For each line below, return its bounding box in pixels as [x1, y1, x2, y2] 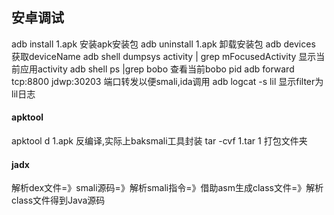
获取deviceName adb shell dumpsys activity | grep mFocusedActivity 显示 [11, 50, 317, 62]
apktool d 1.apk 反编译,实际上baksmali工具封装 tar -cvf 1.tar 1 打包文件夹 [11, 135, 308, 147]
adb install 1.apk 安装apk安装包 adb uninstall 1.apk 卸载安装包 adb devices [11, 38, 316, 50]
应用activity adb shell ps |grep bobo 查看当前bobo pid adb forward [19, 63, 295, 75]
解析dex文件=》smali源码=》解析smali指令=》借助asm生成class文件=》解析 [11, 182, 324, 194]
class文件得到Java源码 [11, 194, 106, 207]
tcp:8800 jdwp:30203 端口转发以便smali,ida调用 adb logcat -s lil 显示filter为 [11, 75, 324, 87]
